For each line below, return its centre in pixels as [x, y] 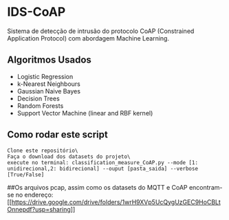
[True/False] [26, 175]
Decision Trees [38, 98]
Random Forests [40, 106]
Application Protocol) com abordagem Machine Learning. [88, 38]
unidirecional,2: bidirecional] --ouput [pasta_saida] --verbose [102, 168]
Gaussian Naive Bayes [49, 91]
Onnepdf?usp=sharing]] [41, 209]
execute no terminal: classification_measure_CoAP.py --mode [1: [102, 162]
